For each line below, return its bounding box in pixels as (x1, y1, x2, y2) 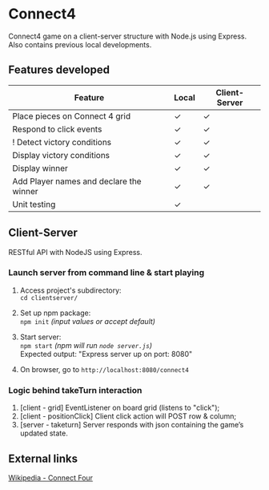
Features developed (8, 63, 110, 77)
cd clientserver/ (19, 294, 78, 302)
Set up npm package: (19, 308, 91, 318)
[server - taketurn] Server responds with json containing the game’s (19, 420, 244, 430)
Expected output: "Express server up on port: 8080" (19, 349, 193, 358)
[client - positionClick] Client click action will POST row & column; (19, 411, 237, 421)
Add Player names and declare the (12, 176, 142, 187)
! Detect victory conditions (12, 136, 112, 148)
